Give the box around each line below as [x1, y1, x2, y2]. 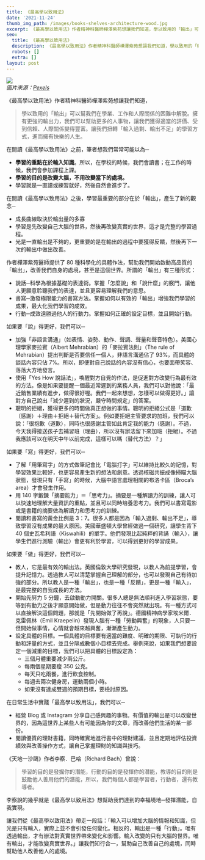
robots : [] [12, 49, 40, 55]
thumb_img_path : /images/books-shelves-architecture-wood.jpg [6, 20, 168, 26]
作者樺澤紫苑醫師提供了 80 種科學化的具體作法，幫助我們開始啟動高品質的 [6, 258, 193, 266]
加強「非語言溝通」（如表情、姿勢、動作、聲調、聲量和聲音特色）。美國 [15, 335, 192, 343]
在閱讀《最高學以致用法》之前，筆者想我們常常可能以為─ [6, 145, 149, 153]
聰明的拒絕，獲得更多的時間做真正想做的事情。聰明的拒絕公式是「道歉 [15, 404, 192, 412]
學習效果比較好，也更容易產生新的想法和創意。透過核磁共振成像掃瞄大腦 [15, 468, 197, 476]
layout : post [6, 60, 40, 66]
